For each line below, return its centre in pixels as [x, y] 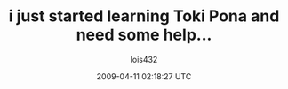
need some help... [144, 35]
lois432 [144, 59]
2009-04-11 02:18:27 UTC [144, 76]
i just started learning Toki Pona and [144, 16]
